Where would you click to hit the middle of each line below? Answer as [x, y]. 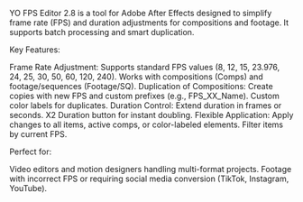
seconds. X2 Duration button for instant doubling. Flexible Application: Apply [151, 115]
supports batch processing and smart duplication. [102, 32]
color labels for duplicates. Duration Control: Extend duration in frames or [146, 106]
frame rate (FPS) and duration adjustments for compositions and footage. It [149, 23]
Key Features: [35, 50]
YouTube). [28, 188]
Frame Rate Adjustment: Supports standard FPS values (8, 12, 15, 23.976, [145, 67]
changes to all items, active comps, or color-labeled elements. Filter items [147, 124]
